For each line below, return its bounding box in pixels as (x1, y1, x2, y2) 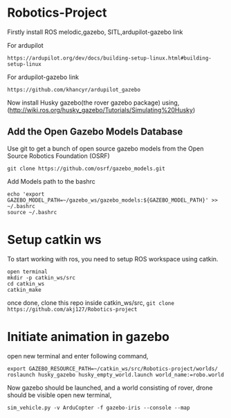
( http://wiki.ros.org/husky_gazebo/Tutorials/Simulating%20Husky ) (7, 105, 196, 114)
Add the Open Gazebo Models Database (7, 126, 183, 138)
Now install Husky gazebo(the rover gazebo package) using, (7, 98, 180, 107)
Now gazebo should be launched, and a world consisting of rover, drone (7, 383, 213, 392)
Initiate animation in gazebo (7, 329, 170, 345)
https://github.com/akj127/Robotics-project (7, 306, 138, 313)
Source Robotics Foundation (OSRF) (7, 151, 111, 160)
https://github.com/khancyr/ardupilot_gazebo (7, 86, 140, 93)
